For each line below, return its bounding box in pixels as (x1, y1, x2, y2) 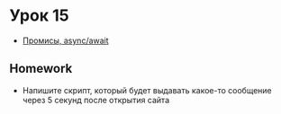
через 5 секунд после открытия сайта (22, 94, 170, 105)
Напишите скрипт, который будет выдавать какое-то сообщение (22, 84, 272, 95)
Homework (9, 61, 73, 76)
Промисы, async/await (22, 35, 110, 46)
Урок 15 (9, 5, 69, 26)
